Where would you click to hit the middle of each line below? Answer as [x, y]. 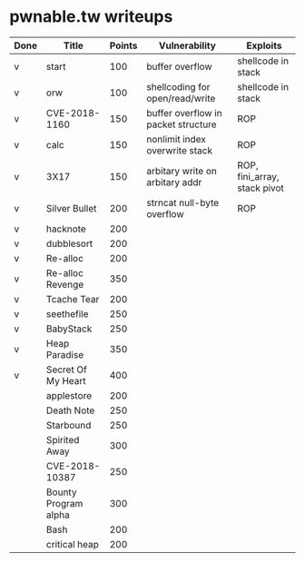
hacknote [66, 229]
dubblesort [69, 243]
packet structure [182, 124]
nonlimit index [176, 139]
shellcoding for [178, 86]
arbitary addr [174, 182]
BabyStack [69, 329]
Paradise [65, 354]
